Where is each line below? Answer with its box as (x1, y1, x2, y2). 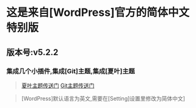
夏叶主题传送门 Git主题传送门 (21, 82, 95, 89)
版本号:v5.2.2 (6, 47, 59, 57)
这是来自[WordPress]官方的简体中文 (6, 5, 190, 20)
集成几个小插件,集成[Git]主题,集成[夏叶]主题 (6, 67, 136, 75)
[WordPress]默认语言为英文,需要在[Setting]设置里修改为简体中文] (21, 95, 185, 102)
